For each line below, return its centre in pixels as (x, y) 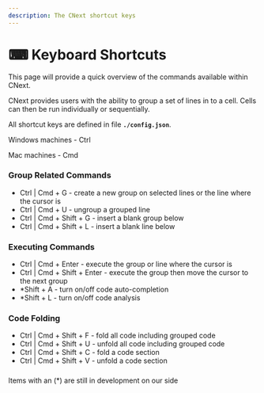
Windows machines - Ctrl (49, 139)
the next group (44, 281)
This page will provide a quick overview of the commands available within (128, 77)
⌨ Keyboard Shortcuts (88, 54)
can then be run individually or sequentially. (79, 109)
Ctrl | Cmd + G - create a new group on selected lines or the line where (135, 193)
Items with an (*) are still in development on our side (93, 380)
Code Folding (34, 319)
